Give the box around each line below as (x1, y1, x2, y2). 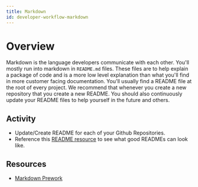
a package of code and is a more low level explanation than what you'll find (6, 71, 190, 78)
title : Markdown (6, 8, 46, 15)
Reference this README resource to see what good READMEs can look (14, 136, 188, 143)
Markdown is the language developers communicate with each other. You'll (6, 59, 189, 66)
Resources (6, 159, 47, 169)
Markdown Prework (14, 175, 63, 182)
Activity (6, 113, 37, 124)
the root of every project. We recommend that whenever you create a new (6, 84, 187, 91)
